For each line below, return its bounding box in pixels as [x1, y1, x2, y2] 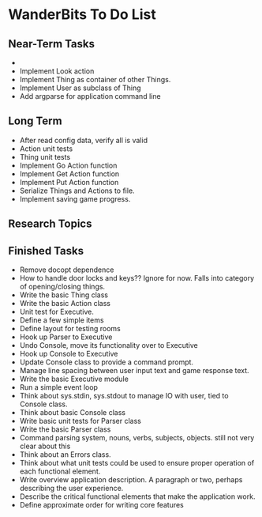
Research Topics [8, 217, 92, 231]
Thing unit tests [19, 152, 71, 161]
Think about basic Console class [19, 408, 126, 417]
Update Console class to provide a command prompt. [19, 357, 194, 367]
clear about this [19, 441, 71, 451]
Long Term [8, 115, 62, 128]
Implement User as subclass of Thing [19, 83, 141, 92]
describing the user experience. [19, 484, 124, 493]
